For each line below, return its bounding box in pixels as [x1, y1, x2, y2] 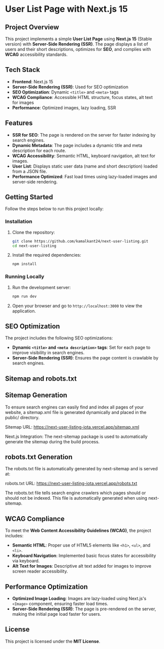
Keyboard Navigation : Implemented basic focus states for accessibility [12, 553, 156, 559]
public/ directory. [5, 414, 40, 420]
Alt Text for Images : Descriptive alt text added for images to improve [12, 563, 152, 569]
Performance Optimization [5, 582, 88, 591]
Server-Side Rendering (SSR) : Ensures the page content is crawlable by [12, 355, 159, 361]
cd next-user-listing [12, 243, 56, 248]
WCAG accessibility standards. [5, 51, 68, 57]
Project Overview [5, 23, 59, 31]
